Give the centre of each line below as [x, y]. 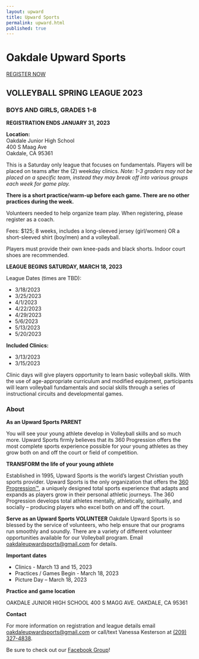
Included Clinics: [27, 345]
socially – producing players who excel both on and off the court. [86, 507]
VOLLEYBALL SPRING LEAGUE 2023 [75, 93]
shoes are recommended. [38, 255]
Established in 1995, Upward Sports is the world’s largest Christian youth [95, 476]
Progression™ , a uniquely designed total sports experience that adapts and [97, 488]
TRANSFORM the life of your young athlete [60, 464]
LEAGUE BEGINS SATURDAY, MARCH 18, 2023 [64, 266]
